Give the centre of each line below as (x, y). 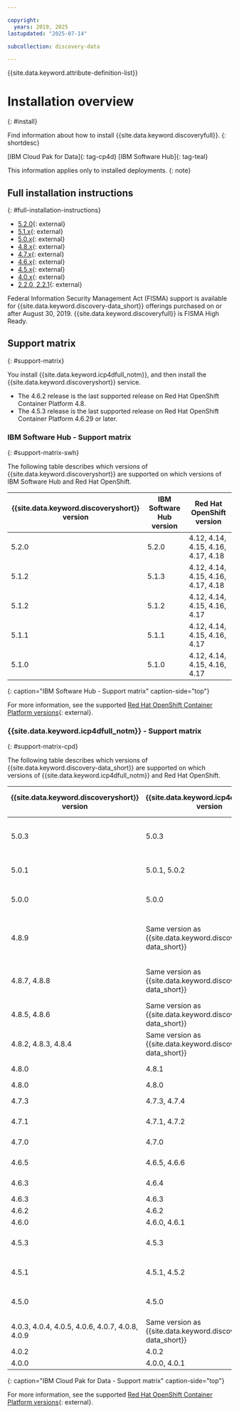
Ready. (17, 321)
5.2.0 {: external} (42, 224)
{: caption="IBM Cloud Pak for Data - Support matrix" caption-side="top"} (116, 1381)
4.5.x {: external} (41, 269)
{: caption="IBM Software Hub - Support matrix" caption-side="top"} (108, 691)
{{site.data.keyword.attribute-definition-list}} (73, 73)
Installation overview (71, 102)
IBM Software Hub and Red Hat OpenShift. (69, 481)
